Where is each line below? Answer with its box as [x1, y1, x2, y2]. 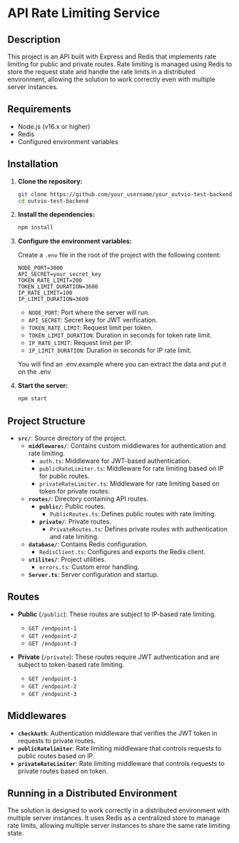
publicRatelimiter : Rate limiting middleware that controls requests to [17, 744, 222, 752]
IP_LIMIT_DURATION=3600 [17, 296, 89, 303]
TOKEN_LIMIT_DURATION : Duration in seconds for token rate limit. [28, 331, 213, 339]
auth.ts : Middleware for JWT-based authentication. [39, 456, 191, 465]
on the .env [17, 367, 51, 376]
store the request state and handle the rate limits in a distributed [7, 68, 195, 76]
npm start [17, 395, 48, 402]
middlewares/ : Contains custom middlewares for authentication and [28, 441, 226, 450]
